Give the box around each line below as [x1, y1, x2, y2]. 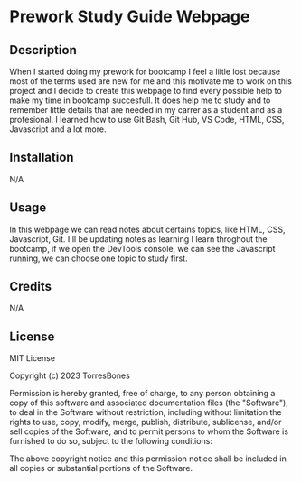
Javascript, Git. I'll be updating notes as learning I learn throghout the [9, 233, 268, 245]
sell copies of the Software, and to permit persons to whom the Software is [9, 426, 289, 437]
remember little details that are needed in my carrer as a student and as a [9, 105, 283, 115]
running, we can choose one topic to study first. [9, 253, 188, 264]
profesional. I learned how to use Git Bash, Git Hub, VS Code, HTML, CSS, [9, 115, 285, 125]
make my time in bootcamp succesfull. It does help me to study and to [9, 95, 271, 106]
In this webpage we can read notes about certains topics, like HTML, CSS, [9, 224, 286, 235]
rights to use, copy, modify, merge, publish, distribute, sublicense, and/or [9, 417, 282, 428]
